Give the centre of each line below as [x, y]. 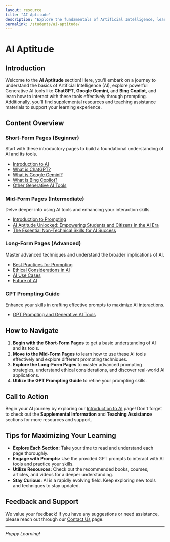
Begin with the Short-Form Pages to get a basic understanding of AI [84, 343]
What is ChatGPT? [32, 169]
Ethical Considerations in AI [41, 270]
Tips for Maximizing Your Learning [61, 436]
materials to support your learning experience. [54, 107]
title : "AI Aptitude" [28, 15]
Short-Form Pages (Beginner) [42, 138]
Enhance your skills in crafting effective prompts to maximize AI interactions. [85, 305]
